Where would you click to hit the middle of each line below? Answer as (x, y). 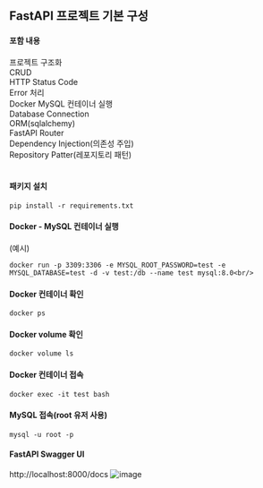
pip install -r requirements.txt (72, 205)
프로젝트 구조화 (36, 62)
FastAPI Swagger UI (47, 454)
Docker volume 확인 (46, 334)
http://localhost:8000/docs (59, 475)
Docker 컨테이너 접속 (47, 375)
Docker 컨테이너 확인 (47, 294)
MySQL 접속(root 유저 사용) (59, 415)
